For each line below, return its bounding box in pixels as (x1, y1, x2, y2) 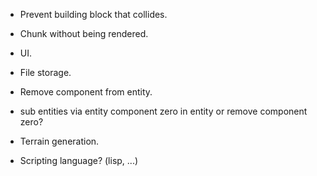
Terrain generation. (19, 135, 100, 147)
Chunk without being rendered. (19, 28, 149, 39)
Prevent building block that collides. (19, 9, 168, 20)
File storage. (19, 67, 72, 78)
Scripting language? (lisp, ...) (19, 155, 139, 166)
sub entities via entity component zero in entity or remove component (19, 105, 308, 117)
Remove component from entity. (19, 86, 153, 98)
